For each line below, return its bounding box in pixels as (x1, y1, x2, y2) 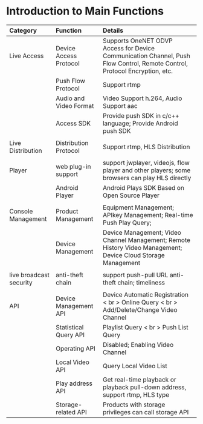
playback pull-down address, (102, 383, 187, 391)
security (9, 278, 33, 286)
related (55, 408, 76, 416)
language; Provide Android (102, 119, 178, 127)
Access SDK (55, 119, 91, 127)
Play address (55, 379, 92, 388)
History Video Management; (102, 243, 182, 252)
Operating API (55, 344, 95, 352)
